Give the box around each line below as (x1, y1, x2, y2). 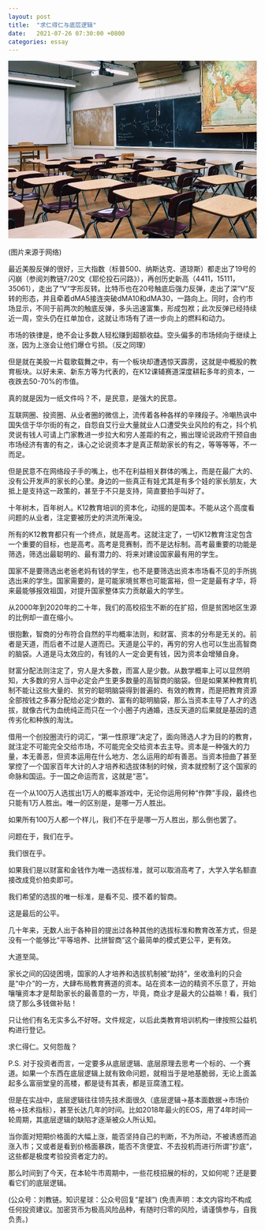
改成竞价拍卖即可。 (14, 875, 77, 884)
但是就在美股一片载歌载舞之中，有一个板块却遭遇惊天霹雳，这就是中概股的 (8, 357, 250, 366)
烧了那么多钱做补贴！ (8, 999, 77, 1008)
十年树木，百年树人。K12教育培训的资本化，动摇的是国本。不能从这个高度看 (8, 503, 255, 512)
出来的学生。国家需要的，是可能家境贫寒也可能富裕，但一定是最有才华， (14, 576, 250, 586)
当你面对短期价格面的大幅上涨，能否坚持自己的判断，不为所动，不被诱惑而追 (8, 1132, 257, 1141)
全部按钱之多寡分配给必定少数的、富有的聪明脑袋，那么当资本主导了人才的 (8, 696, 250, 705)
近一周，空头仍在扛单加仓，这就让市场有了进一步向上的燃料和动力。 (8, 313, 230, 323)
